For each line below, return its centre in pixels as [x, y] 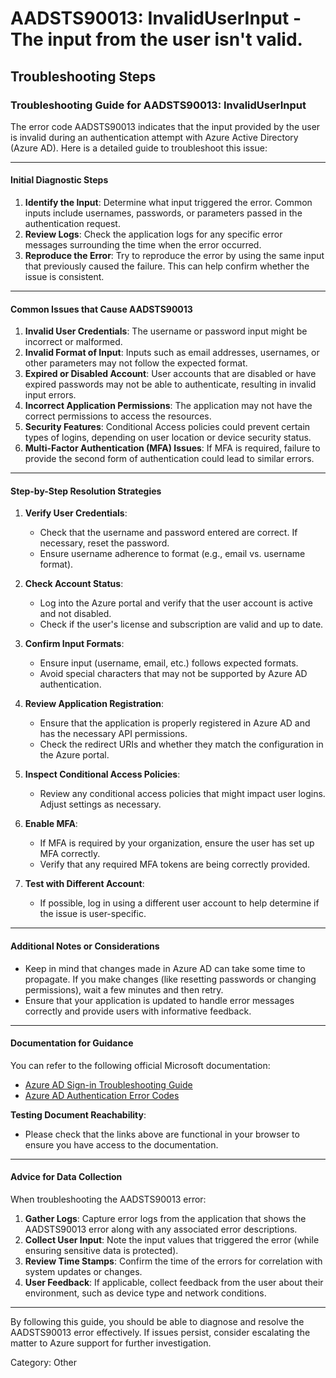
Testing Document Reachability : [78, 1114]
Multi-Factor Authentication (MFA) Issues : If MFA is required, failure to [172, 448]
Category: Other [43, 1363]
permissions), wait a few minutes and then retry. [124, 989]
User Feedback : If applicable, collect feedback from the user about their [174, 1283]
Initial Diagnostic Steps [59, 180]
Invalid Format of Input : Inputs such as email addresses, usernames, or [172, 353]
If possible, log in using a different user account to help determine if [179, 903]
